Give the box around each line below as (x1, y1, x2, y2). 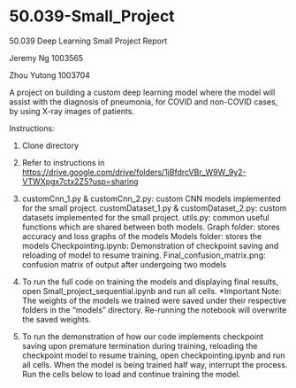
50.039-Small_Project (9, 6, 175, 27)
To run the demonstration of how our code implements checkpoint (21, 330, 263, 342)
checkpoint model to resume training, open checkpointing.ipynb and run (21, 350, 285, 361)
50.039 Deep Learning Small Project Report (9, 35, 168, 46)
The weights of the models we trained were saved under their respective (21, 295, 287, 306)
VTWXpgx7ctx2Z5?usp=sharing (21, 175, 139, 187)
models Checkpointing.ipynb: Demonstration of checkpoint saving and (21, 240, 279, 251)
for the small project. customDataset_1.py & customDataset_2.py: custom (21, 202, 287, 213)
